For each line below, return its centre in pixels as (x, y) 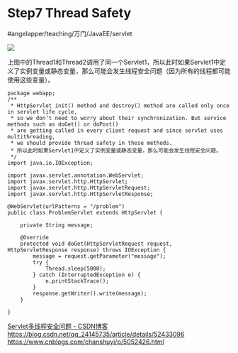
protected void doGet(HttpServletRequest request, (96, 244)
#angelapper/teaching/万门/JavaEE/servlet (70, 33)
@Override (35, 237)
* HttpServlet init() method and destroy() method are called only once (120, 105)
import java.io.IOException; (50, 163)
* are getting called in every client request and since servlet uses (117, 130)
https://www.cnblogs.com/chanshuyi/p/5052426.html (86, 342)
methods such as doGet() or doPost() (63, 124)
